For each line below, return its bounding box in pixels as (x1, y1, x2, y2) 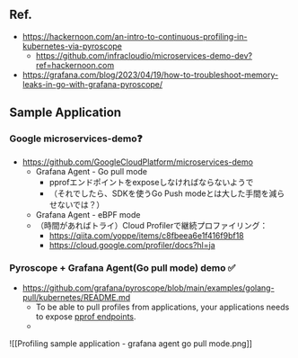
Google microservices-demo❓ (9, 132, 143, 145)
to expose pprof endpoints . (35, 310, 136, 322)
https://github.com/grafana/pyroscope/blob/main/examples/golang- (22, 282, 276, 293)
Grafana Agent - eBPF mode (35, 209, 141, 219)
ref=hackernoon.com (35, 59, 115, 70)
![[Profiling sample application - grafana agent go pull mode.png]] (9, 337, 253, 349)
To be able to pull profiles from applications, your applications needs (35, 301, 290, 312)
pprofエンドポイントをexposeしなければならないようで (48, 176, 254, 187)
